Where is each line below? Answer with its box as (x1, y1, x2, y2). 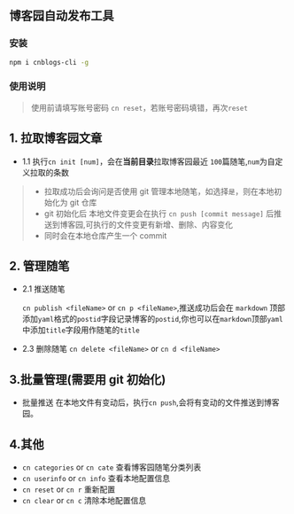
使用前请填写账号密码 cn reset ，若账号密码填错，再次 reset (30, 102, 248, 113)
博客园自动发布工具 (9, 8, 114, 24)
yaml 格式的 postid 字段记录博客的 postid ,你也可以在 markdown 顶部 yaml (37, 314, 283, 324)
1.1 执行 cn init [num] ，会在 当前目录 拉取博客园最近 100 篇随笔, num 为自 (21, 156, 275, 167)
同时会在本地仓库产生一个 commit (43, 230, 167, 241)
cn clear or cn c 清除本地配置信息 (21, 495, 147, 506)
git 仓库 (69, 197, 97, 207)
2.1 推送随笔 (21, 284, 66, 294)
